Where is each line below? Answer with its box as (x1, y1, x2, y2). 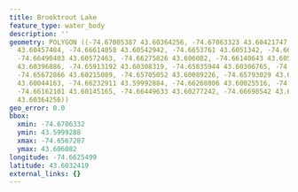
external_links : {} (9, 169, 82, 178)
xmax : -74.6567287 (17, 136, 86, 145)
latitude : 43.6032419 (9, 161, 90, 170)
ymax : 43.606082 (17, 144, 77, 153)
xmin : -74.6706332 (17, 120, 86, 129)
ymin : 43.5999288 (17, 128, 82, 137)
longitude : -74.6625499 (9, 152, 98, 162)
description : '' (9, 29, 69, 38)
